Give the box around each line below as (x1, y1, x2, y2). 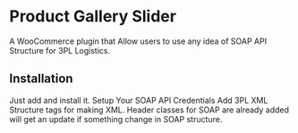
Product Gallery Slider (9, 6, 177, 27)
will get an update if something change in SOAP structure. (9, 113, 223, 124)
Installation (9, 71, 73, 87)
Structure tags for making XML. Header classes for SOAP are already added (9, 104, 289, 115)
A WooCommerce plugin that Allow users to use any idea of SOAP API (9, 36, 267, 46)
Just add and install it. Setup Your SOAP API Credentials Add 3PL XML (9, 95, 268, 105)
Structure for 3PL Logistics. (9, 45, 110, 55)
